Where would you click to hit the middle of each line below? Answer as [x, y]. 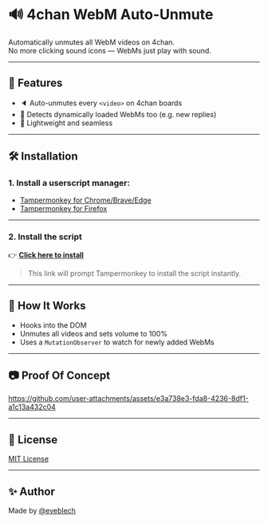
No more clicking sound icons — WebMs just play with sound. [110, 50]
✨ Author [32, 492]
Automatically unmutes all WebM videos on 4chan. [92, 42]
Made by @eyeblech [42, 510]
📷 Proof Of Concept [59, 375]
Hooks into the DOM [53, 325]
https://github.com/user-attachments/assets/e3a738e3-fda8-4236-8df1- [128, 399]
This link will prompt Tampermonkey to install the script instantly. [134, 273]
